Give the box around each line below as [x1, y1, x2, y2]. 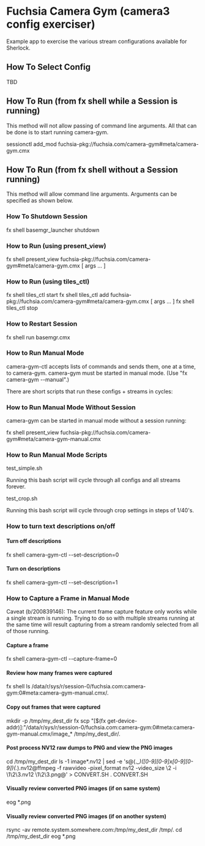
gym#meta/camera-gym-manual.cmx [6, 436, 101, 443]
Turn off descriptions [6, 537, 62, 544]
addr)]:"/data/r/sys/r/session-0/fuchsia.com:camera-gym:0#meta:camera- [6, 723, 195, 731]
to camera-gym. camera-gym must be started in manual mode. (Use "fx [6, 369, 188, 377]
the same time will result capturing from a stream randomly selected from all [6, 621, 199, 628]
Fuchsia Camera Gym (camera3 [6, 4, 170, 18]
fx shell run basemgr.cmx [6, 333, 70, 341]
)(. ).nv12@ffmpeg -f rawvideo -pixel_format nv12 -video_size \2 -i [11, 764, 177, 771]
